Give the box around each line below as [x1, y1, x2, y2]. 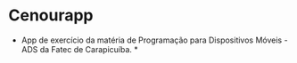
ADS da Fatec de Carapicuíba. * [21, 43, 139, 54]
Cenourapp [8, 5, 95, 26]
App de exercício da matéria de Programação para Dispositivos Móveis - [21, 35, 288, 45]
